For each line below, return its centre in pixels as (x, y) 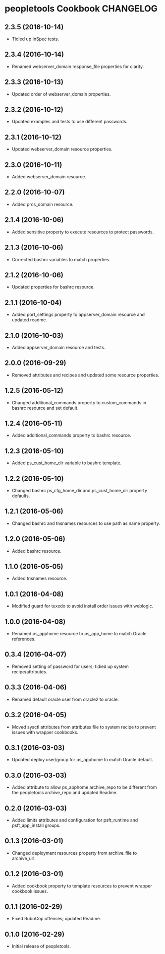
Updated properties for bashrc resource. (53, 287)
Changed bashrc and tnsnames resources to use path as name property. (86, 523)
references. (24, 639)
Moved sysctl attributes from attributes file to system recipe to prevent (84, 727)
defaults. (21, 496)
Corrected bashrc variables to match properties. (61, 259)
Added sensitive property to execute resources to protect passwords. (83, 232)
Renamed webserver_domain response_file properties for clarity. (78, 66)
